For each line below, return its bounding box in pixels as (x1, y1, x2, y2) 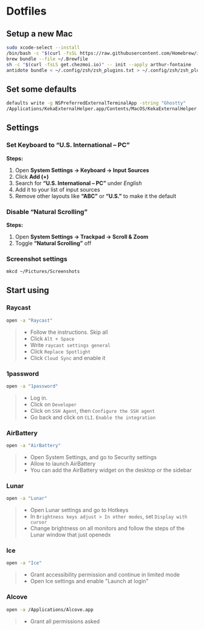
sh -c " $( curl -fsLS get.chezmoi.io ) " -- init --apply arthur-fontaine (6, 61, 191, 67)
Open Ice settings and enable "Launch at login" (30, 578, 149, 585)
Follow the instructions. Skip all (30, 328, 108, 336)
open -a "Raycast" (6, 317, 53, 324)
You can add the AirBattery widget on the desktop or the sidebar (30, 466, 192, 474)
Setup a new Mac (6, 29, 73, 39)
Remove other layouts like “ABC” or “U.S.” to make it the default (15, 192, 177, 199)
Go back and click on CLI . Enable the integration (30, 414, 156, 421)
